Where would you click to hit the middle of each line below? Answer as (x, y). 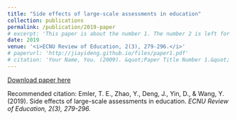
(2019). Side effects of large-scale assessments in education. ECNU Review (118, 101)
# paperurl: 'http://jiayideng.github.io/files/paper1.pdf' (98, 54)
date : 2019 (23, 40)
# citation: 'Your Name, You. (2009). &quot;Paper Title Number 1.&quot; (119, 60)
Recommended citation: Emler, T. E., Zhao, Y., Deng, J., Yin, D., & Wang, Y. (116, 93)
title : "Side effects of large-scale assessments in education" (104, 14)
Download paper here (39, 80)
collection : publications (45, 20)
